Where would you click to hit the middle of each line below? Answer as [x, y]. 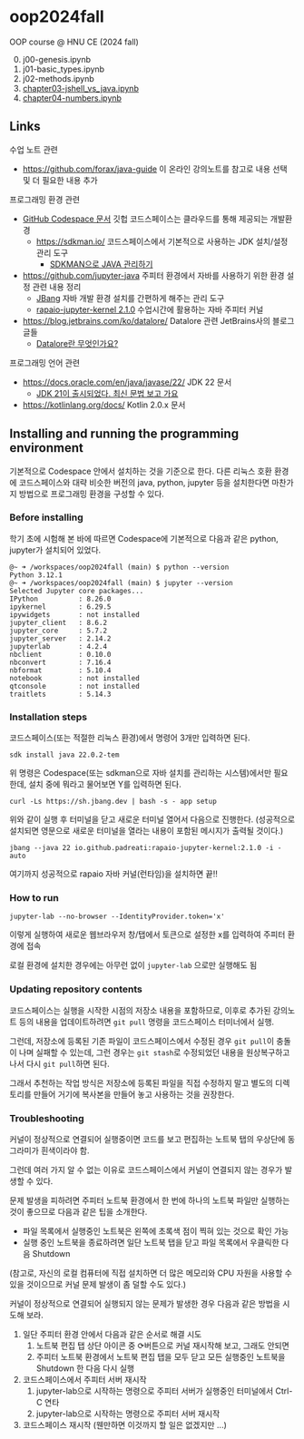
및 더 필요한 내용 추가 [60, 180]
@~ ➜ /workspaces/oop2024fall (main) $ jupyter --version [121, 582]
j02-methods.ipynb [59, 78]
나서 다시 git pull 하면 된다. [60, 1063]
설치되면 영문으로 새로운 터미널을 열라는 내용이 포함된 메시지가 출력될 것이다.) [147, 831]
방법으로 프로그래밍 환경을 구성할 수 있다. [92, 494]
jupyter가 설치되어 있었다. [55, 550]
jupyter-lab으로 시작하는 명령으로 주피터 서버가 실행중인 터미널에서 [155, 1391]
